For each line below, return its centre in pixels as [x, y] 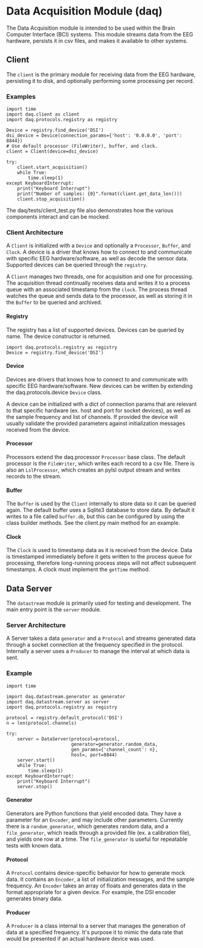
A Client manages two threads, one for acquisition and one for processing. [100, 277]
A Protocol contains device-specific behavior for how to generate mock [96, 873]
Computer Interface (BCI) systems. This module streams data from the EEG [100, 34]
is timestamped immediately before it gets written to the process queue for [99, 557]
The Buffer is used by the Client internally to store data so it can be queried [101, 504]
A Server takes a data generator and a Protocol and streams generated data [101, 638]
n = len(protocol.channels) [42, 723]
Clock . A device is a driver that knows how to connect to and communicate [99, 252]
